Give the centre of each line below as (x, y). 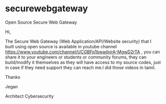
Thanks (13, 77)
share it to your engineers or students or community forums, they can (76, 57)
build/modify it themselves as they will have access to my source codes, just (83, 62)
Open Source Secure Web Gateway (41, 22)
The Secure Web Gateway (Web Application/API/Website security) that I (78, 41)
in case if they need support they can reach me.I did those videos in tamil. (80, 68)
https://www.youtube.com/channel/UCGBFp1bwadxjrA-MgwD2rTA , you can (83, 52)
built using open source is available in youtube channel (61, 46)
